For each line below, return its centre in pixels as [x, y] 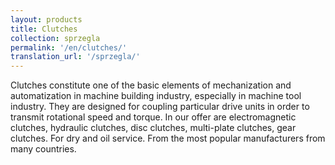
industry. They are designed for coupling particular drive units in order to [160, 107]
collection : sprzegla [55, 38]
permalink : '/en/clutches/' [69, 47]
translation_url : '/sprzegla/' [75, 57]
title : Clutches [44, 29]
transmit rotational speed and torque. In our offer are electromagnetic [153, 117]
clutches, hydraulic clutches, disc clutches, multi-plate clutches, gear [153, 128]
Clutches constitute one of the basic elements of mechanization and [151, 85]
